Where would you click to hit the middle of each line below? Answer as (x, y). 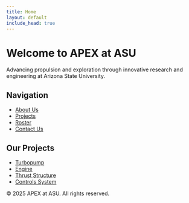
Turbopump (30, 162)
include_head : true (31, 23)
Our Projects (30, 148)
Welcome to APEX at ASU (72, 53)
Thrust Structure (35, 175)
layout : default (27, 18)
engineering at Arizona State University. (56, 76)
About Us (27, 110)
